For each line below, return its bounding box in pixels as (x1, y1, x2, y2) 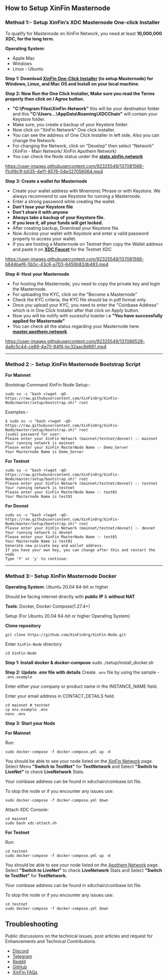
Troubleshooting (5, 919, 58, 928)
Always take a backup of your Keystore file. (12, 214, 105, 220)
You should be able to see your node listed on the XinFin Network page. (5, 758, 153, 764)
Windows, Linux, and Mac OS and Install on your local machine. (5, 81, 140, 87)
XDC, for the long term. (5, 36, 54, 42)
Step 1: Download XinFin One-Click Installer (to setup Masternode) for (5, 75, 153, 82)
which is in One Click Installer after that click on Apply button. (12, 307, 139, 313)
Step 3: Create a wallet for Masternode (5, 178, 87, 184)
